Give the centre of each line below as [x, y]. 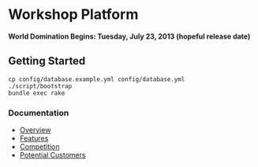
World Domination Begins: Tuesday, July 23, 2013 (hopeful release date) [129, 36]
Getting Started [47, 61]
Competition [40, 147]
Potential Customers [52, 155]
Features [34, 139]
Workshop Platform [73, 15]
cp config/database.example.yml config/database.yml [97, 79]
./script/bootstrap [40, 86]
